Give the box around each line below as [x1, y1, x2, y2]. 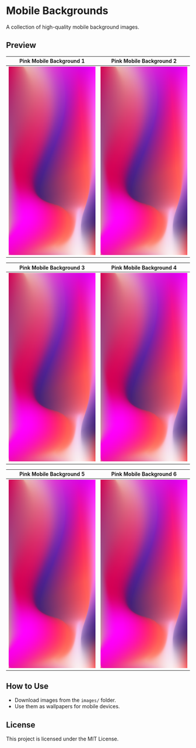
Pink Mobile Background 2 [111, 57, 177, 65]
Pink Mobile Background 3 [19, 264, 85, 271]
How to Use [6, 681, 49, 691]
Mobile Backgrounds [6, 4, 109, 18]
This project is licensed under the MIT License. [6, 735, 119, 743]
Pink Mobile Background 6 [111, 470, 177, 477]
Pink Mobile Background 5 [19, 470, 85, 477]
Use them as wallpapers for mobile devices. [14, 703, 120, 710]
